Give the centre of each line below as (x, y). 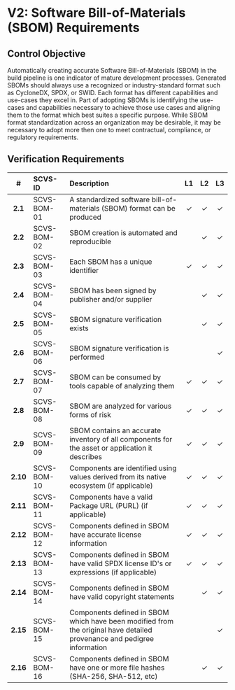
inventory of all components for (121, 439)
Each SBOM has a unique (111, 262)
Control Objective (47, 54)
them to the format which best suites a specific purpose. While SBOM (108, 115)
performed (87, 357)
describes (86, 456)
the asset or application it (111, 448)
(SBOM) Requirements (73, 28)
